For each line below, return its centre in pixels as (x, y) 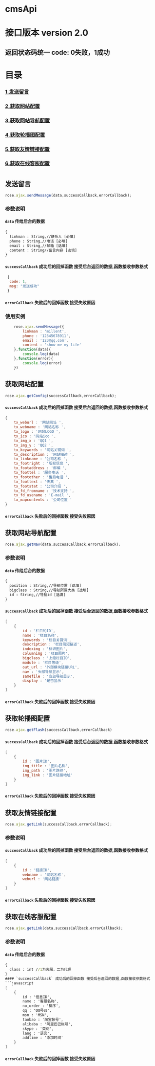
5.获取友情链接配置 (28, 149)
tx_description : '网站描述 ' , (44, 454)
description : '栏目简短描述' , (52, 644)
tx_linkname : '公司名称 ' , (41, 459)
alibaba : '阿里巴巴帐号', (48, 1024)
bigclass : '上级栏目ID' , (47, 658)
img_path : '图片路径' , (45, 771)
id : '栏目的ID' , (39, 631)
